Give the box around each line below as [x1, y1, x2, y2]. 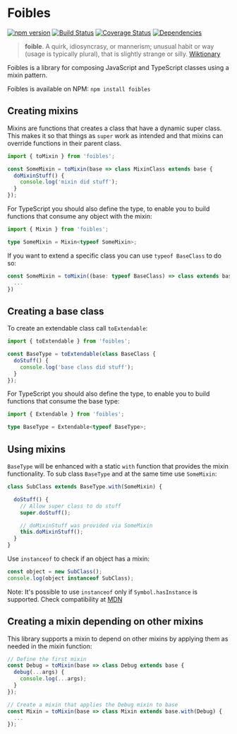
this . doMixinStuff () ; [20, 529, 83, 536]
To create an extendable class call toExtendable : [7, 324, 148, 333]
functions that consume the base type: [7, 397, 120, 406]
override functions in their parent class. [7, 139, 122, 147]
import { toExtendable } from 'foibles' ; [7, 338, 131, 345]
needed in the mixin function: [7, 642, 92, 650]
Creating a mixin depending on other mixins [7, 616, 204, 628]
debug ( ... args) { [13, 669, 65, 676]
